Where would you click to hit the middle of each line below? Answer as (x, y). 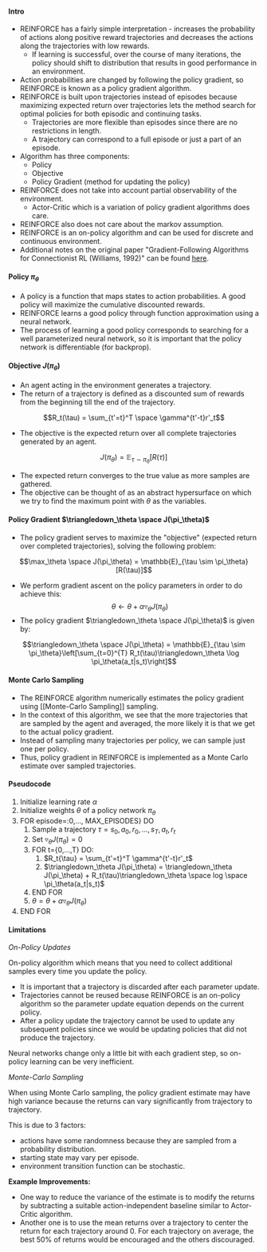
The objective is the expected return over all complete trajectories (128, 433)
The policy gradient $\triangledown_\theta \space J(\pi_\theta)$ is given (137, 620)
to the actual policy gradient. (67, 732)
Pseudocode (30, 784)
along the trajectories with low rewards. (84, 46)
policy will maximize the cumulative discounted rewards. (112, 305)
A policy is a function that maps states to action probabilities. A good (133, 297)
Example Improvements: (49, 1182)
